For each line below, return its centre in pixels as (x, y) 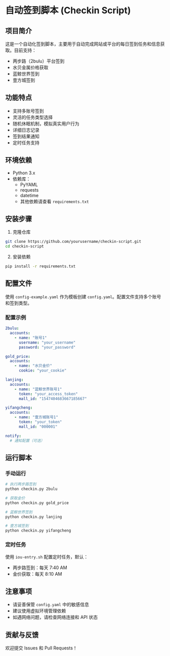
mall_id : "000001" (38, 427)
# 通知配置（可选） (27, 441)
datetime (29, 195)
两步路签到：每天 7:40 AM (40, 568)
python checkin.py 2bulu (31, 489)
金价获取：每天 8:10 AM (37, 574)
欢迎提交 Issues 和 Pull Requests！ (41, 648)
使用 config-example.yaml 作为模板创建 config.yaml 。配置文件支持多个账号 (83, 296)
